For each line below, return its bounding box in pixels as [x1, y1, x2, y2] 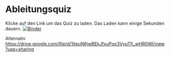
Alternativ [5, 35, 26, 41]
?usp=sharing [5, 46, 34, 52]
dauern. [5, 25, 22, 31]
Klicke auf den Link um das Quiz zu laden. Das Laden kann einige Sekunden [5, 20, 164, 26]
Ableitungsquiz [5, 4, 72, 15]
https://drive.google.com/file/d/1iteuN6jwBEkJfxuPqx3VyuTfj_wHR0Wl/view [5, 40, 165, 46]
